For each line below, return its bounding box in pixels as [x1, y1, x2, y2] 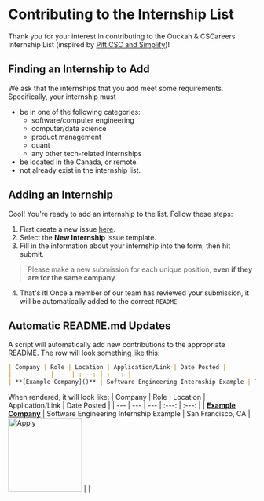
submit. [19, 249, 45, 258]
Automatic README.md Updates [8, 319, 171, 332]
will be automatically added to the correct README [19, 296, 178, 305]
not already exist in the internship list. [19, 165, 141, 174]
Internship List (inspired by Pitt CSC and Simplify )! [8, 39, 170, 49]
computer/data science [31, 123, 107, 133]
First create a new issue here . [19, 224, 115, 233]
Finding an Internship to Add [8, 63, 151, 76]
